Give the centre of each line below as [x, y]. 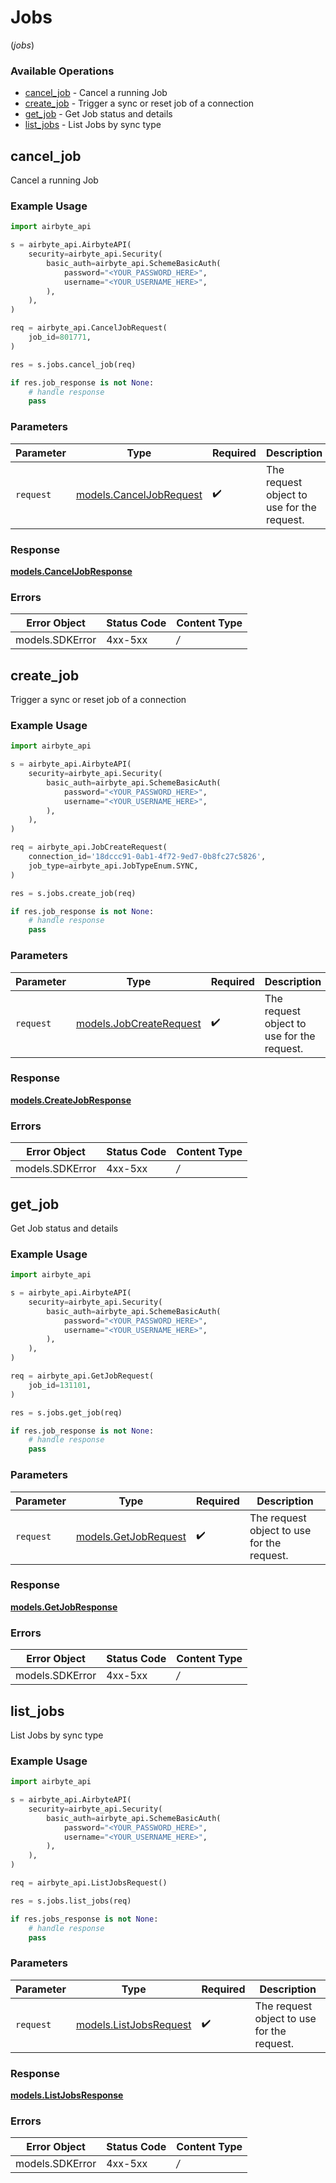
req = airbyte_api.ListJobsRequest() [89, 1883]
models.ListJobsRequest [133, 2024]
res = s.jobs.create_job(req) [73, 893]
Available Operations [62, 71]
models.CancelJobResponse [71, 571]
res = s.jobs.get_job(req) [66, 1412]
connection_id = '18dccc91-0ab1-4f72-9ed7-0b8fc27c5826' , [147, 857]
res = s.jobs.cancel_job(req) [73, 364]
